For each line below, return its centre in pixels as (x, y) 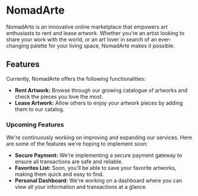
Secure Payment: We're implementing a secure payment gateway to (98, 156)
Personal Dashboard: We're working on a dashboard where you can (98, 181)
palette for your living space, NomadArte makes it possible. (103, 46)
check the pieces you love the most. (59, 96)
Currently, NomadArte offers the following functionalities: (76, 78)
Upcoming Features (35, 124)
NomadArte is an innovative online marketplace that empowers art (87, 27)
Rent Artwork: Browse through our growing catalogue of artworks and (101, 90)
